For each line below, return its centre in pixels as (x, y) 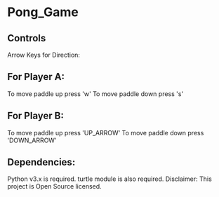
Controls (27, 38)
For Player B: (36, 116)
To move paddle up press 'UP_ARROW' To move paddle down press (106, 133)
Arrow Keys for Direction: (44, 55)
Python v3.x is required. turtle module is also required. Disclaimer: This (109, 179)
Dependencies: (41, 162)
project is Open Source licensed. (54, 186)
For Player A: (36, 77)
